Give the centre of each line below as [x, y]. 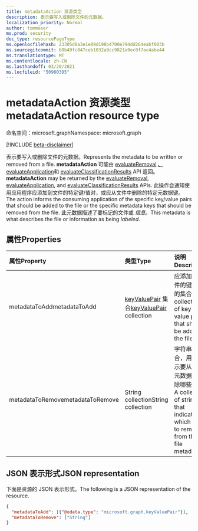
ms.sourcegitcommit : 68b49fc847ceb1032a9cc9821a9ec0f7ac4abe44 [85, 50]
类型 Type [138, 261]
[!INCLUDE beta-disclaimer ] [40, 145]
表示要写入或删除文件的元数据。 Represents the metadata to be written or [95, 157]
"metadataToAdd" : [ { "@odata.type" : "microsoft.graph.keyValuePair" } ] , [100, 512]
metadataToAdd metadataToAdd [53, 307]
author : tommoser [27, 28]
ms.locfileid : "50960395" [38, 72]
